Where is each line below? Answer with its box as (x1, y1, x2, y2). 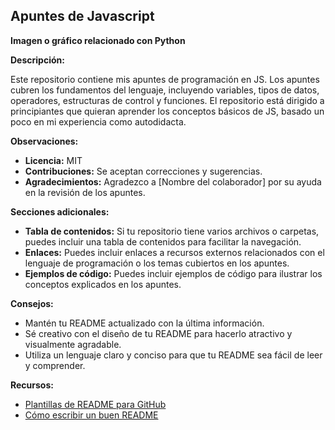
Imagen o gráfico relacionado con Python (10, 34, 186, 46)
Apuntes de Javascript (10, 8, 155, 25)
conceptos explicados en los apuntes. (24, 278, 182, 290)
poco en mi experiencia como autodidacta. (10, 115, 187, 128)
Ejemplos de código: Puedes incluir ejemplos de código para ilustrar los (24, 267, 323, 279)
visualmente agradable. (24, 338, 122, 350)
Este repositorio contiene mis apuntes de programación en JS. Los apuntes (10, 73, 320, 85)
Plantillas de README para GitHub (24, 398, 167, 410)
